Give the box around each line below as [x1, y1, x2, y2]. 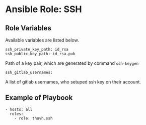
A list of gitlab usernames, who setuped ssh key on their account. [5, 79, 141, 85]
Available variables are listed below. [5, 37, 79, 43]
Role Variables [5, 24, 51, 32]
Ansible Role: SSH [5, 4, 82, 15]
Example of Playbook [5, 94, 73, 102]
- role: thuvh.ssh [14, 115, 53, 121]
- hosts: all [5, 107, 33, 112]
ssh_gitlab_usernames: [5, 70, 53, 75]
